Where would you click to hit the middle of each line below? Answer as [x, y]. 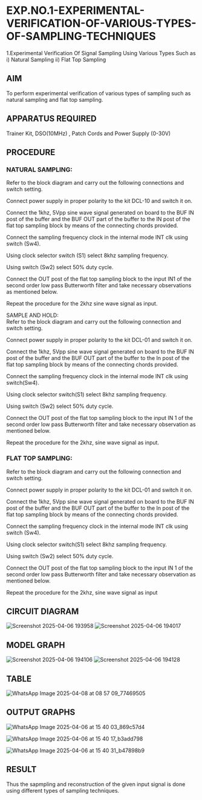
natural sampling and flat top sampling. [55, 99]
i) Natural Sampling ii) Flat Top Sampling [56, 59]
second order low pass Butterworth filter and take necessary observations [99, 285]
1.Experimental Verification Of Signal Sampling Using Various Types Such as [101, 53]
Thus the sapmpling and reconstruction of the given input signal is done [96, 784]
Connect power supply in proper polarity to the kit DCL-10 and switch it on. [99, 201]
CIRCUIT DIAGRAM [43, 611]
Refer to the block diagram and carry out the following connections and [95, 183]
